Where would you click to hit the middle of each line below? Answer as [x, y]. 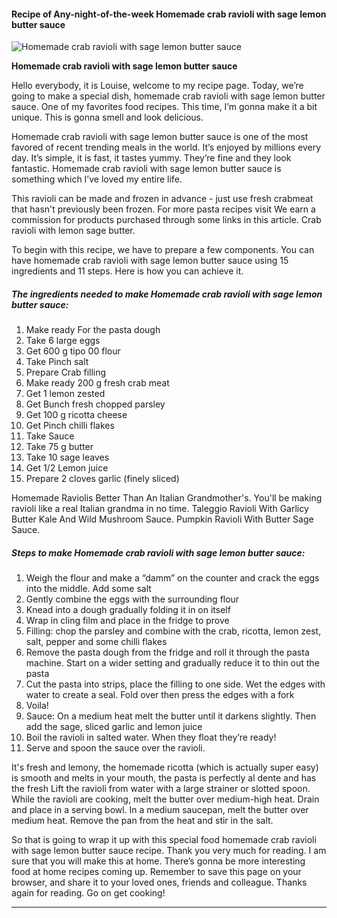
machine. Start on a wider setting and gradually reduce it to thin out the [172, 663]
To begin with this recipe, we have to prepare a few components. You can [163, 250]
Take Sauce [50, 436]
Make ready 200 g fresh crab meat [97, 383]
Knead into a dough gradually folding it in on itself [128, 610]
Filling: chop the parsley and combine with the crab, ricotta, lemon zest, [173, 631]
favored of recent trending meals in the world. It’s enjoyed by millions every [166, 147]
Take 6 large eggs [63, 341]
